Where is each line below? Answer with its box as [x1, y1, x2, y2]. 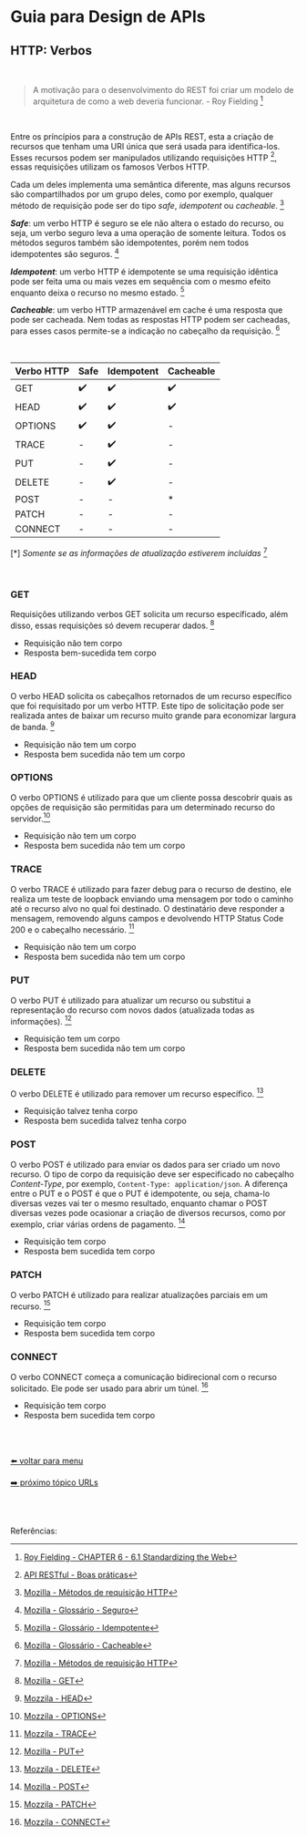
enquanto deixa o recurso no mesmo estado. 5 [10, 285, 185, 298]
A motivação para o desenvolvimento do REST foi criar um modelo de [32, 85, 294, 95]
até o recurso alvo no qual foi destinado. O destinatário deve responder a [10, 903, 285, 913]
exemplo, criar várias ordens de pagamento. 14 [10, 1217, 186, 1230]
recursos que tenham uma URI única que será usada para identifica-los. [10, 140, 281, 151]
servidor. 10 [10, 811, 51, 824]
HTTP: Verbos [10, 43, 92, 58]
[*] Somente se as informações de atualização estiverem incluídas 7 [10, 545, 268, 558]
